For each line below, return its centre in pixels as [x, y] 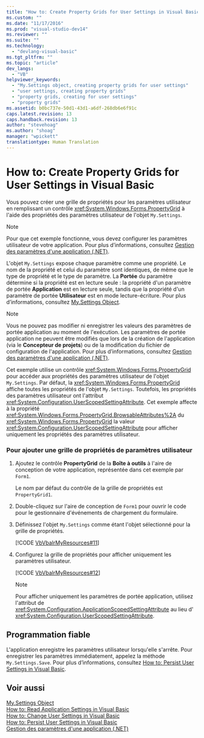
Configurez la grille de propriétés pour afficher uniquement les [93, 554]
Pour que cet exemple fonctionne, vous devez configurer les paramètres [97, 238]
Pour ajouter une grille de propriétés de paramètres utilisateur [99, 450]
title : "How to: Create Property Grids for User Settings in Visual [95, 12]
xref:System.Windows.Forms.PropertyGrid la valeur [71, 421]
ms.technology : [25, 46]
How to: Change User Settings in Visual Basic [63, 715]
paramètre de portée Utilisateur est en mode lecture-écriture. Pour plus [96, 295]
